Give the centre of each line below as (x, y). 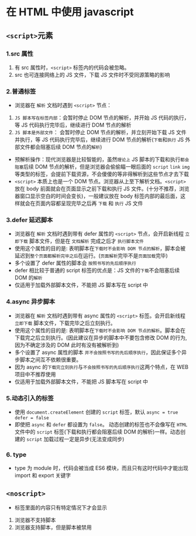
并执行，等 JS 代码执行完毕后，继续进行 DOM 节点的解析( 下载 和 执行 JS (99, 140)
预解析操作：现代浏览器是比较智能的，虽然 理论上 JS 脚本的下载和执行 (97, 159)
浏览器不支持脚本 (35, 520)
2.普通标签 (21, 91)
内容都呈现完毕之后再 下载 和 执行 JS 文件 (94, 203)
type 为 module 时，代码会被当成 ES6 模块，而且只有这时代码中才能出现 (102, 468)
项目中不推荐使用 (35, 374)
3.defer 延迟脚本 (30, 220)
